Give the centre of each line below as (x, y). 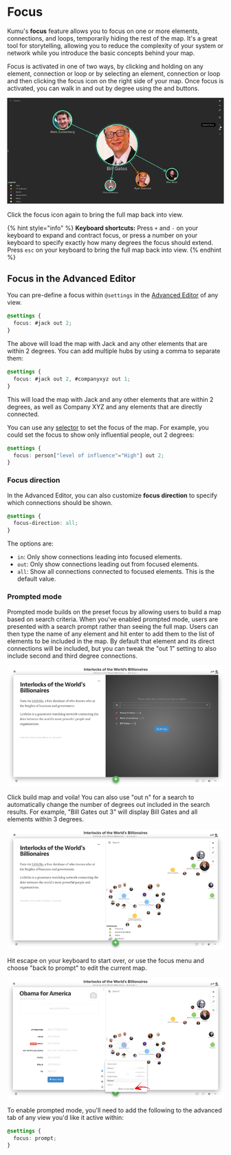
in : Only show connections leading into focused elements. (100, 557)
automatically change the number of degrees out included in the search (109, 805)
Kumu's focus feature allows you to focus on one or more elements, (103, 31)
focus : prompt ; (35, 1138)
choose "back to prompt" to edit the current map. (77, 968)
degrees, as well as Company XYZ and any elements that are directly (105, 407)
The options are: (30, 543)
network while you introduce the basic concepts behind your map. (101, 53)
